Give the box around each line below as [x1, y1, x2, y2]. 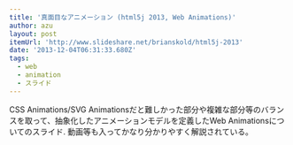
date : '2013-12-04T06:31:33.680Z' [9, 46, 137, 55]
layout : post [9, 29, 58, 38]
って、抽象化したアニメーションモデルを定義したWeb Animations [32, 115, 270, 126]
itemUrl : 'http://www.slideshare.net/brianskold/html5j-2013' [9, 37, 243, 47]
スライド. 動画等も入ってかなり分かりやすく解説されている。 [32, 126, 254, 137]
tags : [9, 54, 29, 63]
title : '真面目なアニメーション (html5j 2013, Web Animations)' [9, 12, 236, 22]
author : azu [9, 21, 53, 30]
